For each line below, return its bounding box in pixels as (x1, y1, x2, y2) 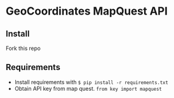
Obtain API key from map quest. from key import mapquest (14, 85, 162, 92)
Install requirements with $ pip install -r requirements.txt (14, 78, 169, 86)
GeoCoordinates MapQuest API (5, 4, 168, 18)
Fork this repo (5, 44, 41, 52)
